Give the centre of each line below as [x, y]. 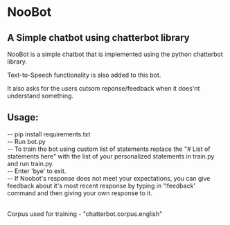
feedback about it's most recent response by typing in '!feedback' [101, 186]
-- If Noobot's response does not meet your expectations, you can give [109, 178]
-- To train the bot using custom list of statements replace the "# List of [109, 149]
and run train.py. [30, 163]
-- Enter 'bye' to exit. [37, 171]
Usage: [23, 117]
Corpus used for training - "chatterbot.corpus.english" [85, 214]
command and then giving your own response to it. [80, 193]
